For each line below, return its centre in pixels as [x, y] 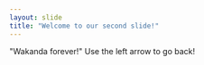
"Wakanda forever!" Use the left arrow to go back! [102, 51]
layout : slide [36, 17]
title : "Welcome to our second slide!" [84, 26]
